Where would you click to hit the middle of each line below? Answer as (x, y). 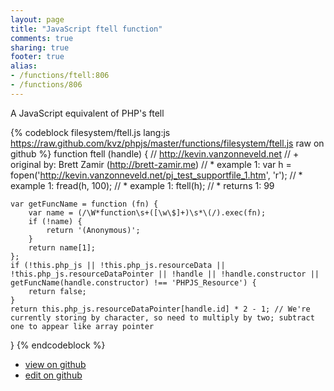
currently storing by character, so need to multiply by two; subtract (162, 317)
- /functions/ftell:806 (60, 76)
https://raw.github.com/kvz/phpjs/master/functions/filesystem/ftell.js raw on (167, 143)
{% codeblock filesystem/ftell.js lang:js (90, 132)
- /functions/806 (46, 85)
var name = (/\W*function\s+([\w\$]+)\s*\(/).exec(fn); (147, 212)
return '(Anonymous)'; (93, 230)
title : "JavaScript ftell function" (86, 29)
